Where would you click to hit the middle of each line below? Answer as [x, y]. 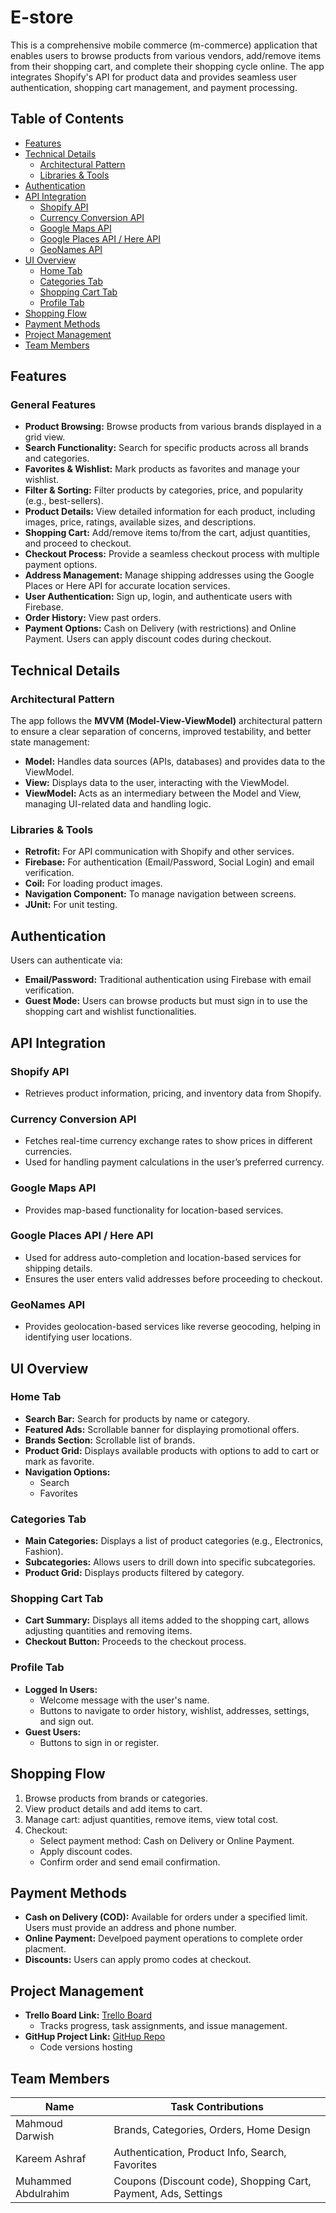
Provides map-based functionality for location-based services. [154, 1210]
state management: [50, 742]
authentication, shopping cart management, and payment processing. [154, 87]
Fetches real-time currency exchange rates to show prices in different [168, 1141]
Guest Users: [53, 1732]
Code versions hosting [86, 2047]
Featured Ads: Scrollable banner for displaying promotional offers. [162, 1429]
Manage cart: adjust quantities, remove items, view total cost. [151, 1819]
